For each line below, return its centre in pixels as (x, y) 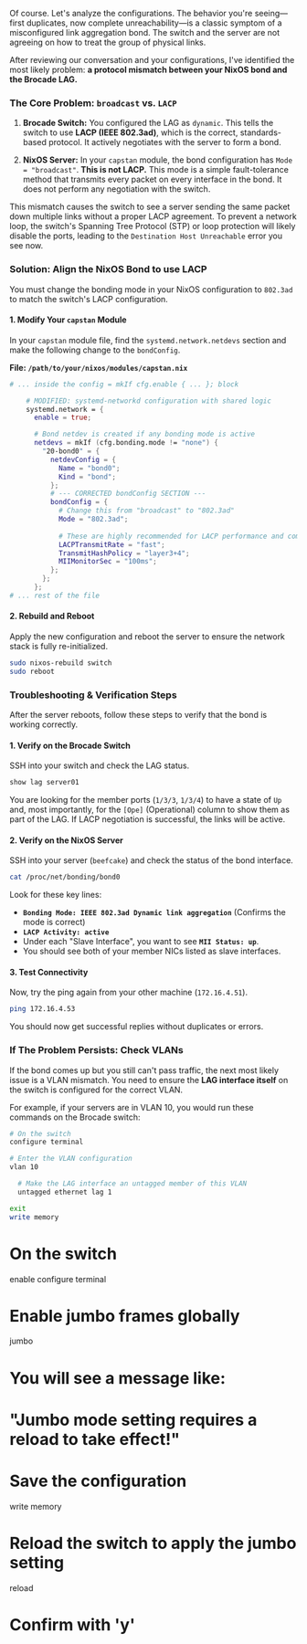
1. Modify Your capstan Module (68, 320)
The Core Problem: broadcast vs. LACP (93, 102)
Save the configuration (98, 1481)
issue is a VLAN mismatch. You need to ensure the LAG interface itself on (149, 1080)
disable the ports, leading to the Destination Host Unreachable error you (146, 236)
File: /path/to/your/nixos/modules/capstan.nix (99, 367)
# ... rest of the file (55, 595)
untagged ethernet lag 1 (65, 1192)
